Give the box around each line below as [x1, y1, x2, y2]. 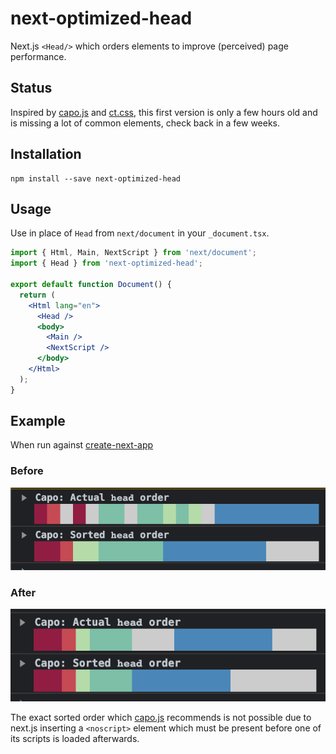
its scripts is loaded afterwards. [10, 732, 140, 744]
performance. [10, 50, 67, 62]
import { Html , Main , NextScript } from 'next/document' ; [10, 248, 257, 258]
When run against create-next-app [10, 439, 154, 451]
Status [10, 80, 53, 97]
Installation [10, 146, 82, 163]
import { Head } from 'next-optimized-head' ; [10, 258, 203, 269]
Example [10, 413, 66, 430]
